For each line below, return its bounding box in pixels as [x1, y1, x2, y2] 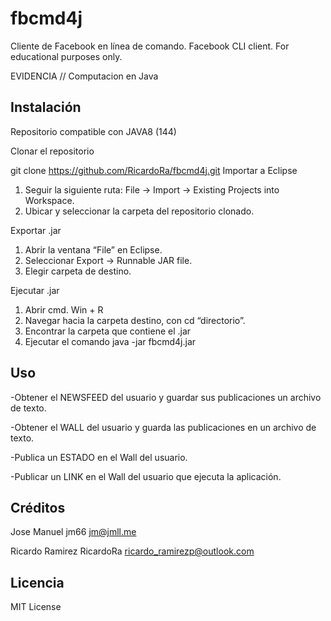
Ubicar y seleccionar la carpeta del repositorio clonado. [24, 205, 255, 217]
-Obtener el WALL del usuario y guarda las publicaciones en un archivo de [10, 421, 317, 433]
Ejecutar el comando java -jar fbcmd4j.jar [24, 335, 197, 347]
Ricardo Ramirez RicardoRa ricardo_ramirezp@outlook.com [10, 545, 255, 557]
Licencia [10, 574, 65, 591]
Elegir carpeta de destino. [24, 265, 132, 277]
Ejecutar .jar [10, 284, 60, 296]
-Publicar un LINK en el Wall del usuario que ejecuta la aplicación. [10, 470, 282, 482]
